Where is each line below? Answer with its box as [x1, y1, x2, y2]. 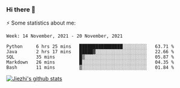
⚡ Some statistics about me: [6, 19, 76, 26]
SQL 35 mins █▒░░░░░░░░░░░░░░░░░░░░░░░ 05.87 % [6, 54, 174, 60]
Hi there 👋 [6, 5, 36, 14]
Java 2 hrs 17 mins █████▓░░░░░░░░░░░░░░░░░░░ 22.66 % [6, 49, 174, 55]
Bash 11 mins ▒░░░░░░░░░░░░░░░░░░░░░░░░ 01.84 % [6, 65, 174, 71]
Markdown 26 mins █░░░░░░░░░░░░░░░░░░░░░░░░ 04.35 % [6, 59, 174, 65]
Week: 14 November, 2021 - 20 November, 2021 [6, 33, 123, 40]
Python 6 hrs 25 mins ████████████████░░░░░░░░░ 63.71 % [6, 44, 174, 50]
